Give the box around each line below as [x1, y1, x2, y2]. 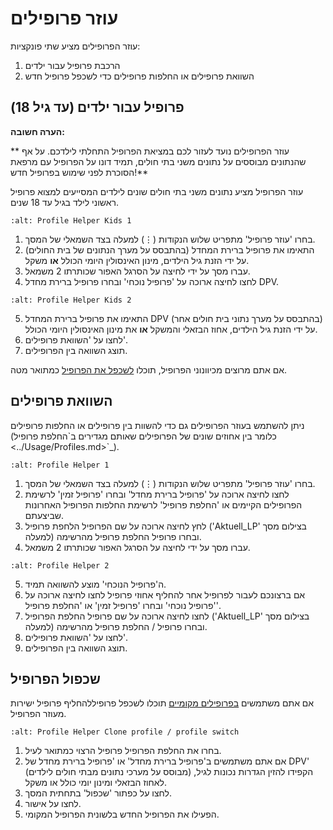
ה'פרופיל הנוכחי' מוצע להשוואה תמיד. [24, 578, 167, 590]
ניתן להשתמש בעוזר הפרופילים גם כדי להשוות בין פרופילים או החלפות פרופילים [10, 419, 305, 431]
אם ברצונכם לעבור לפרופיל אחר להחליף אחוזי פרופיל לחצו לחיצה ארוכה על [24, 588, 306, 601]
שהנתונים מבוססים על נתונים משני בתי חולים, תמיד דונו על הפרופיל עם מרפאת [10, 155, 307, 167]
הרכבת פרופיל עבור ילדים [24, 59, 121, 71]
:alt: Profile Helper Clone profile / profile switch [10, 727, 240, 737]
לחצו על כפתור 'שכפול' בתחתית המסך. [24, 787, 172, 799]
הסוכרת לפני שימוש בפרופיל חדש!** [10, 166, 149, 178]
